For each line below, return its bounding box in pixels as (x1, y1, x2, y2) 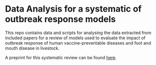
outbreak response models (5, 14, 116, 25)
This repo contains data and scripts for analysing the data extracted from (5, 30, 152, 35)
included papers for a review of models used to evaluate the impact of (5, 35, 146, 41)
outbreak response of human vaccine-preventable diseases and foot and (5, 40, 152, 46)
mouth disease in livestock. (5, 45, 60, 51)
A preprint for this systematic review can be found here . (5, 54, 117, 60)
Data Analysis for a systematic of (5, 3, 142, 15)
